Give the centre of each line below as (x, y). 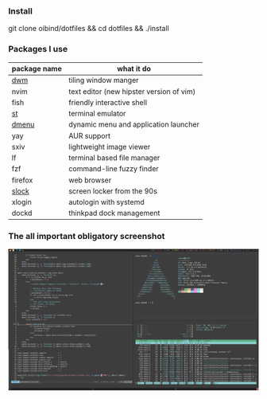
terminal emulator (97, 114)
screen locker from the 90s (113, 191)
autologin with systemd (106, 202)
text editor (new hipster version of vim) (132, 91)
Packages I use (38, 49)
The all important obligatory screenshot (87, 236)
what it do (134, 68)
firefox (22, 180)
